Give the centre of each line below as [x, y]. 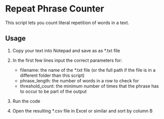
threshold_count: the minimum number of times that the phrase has [89, 86]
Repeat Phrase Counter [55, 9]
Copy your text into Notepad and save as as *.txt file [66, 50]
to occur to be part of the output [53, 91]
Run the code [26, 101]
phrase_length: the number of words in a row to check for [79, 80]
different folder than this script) [52, 75]
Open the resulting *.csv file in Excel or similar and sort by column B [83, 110]
